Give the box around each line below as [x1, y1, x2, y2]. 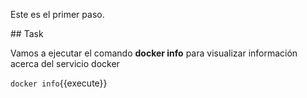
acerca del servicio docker [10, 58, 120, 69]
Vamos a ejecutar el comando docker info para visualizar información [10, 47, 298, 59]
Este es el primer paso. [10, 9, 105, 20]
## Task [10, 28, 44, 39]
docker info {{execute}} [10, 77, 108, 89]
